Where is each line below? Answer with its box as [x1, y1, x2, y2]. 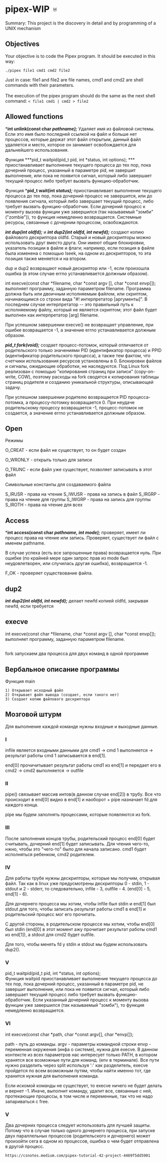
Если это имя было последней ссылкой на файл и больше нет [5, 131, 137, 137]
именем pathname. [5, 540, 46, 546]
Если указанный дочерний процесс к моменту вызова [32, 997, 149, 1003]
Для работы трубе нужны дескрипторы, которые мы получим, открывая [5, 875, 161, 881]
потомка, [5, 399, 25, 405]
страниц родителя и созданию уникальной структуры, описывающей [5, 379, 154, 385]
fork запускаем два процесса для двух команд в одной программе [5, 650, 149, 657]
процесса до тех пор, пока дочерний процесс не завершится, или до [5, 193, 153, 199]
